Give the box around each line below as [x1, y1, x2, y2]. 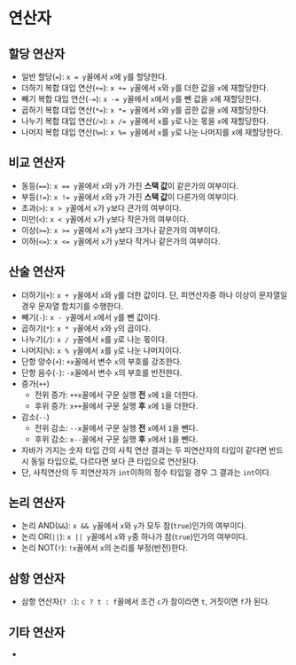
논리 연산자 [8, 496, 66, 511]
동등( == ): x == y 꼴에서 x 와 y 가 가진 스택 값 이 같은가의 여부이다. [20, 180, 239, 191]
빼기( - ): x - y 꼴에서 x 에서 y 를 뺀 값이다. [20, 311, 160, 322]
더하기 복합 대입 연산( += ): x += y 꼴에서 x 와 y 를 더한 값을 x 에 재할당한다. [20, 82, 269, 93]
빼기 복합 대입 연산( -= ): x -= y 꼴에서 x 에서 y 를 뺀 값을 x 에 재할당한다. [20, 94, 262, 104]
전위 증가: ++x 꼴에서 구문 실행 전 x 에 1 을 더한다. [34, 389, 199, 400]
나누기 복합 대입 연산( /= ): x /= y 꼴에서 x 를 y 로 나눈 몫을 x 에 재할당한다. [20, 116, 269, 126]
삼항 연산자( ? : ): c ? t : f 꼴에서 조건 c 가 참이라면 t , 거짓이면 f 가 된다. [20, 596, 271, 607]
